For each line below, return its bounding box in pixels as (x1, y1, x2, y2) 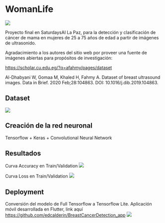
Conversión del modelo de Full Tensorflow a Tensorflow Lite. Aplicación (5, 201, 153, 207)
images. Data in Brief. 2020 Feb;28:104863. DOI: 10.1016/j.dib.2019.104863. (5, 79, 159, 85)
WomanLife (5, 3, 54, 15)
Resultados (5, 149, 41, 158)
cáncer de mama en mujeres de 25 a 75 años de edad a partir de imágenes (5, 34, 159, 40)
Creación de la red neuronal (5, 121, 93, 130)
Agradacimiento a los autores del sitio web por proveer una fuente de (5, 49, 148, 55)
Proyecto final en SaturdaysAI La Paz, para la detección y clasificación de (5, 29, 156, 35)
